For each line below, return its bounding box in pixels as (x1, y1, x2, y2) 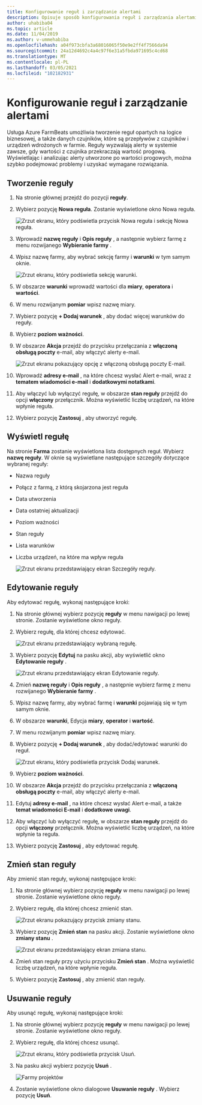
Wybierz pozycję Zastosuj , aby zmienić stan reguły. (15, 976, 146, 983)
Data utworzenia (15, 495, 56, 502)
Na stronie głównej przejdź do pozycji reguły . (15, 194, 128, 201)
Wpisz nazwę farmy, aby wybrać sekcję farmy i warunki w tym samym (15, 253, 191, 260)
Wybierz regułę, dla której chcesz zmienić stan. (15, 905, 133, 912)
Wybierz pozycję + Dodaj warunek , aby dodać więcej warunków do (15, 313, 185, 319)
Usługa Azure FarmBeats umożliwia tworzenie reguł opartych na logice (7, 129, 182, 136)
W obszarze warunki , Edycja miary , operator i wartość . (15, 717, 155, 724)
